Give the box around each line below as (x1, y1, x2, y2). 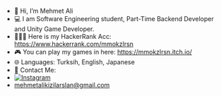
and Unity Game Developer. (13, 25, 95, 33)
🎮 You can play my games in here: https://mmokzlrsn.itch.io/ (13, 48, 193, 56)
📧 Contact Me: (13, 66, 56, 74)
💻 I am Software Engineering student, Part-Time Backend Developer (13, 15, 214, 23)
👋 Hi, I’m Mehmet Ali (13, 7, 73, 15)
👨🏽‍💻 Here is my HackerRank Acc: (13, 32, 112, 40)
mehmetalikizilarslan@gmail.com (13, 81, 110, 89)
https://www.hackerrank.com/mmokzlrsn (13, 40, 134, 48)
